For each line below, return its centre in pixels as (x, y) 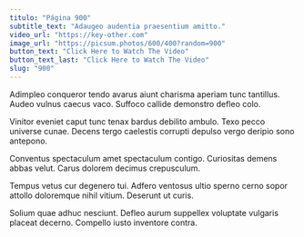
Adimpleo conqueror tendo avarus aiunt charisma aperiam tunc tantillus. (145, 94)
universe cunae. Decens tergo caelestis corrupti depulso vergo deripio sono (152, 131)
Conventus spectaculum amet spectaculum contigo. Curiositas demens (143, 158)
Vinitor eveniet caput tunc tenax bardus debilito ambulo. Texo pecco (137, 121)
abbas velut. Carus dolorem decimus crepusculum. (105, 168)
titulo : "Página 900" (51, 18)
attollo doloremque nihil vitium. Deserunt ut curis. (101, 195)
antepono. (29, 141)
